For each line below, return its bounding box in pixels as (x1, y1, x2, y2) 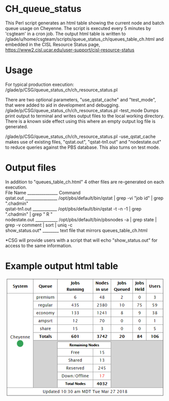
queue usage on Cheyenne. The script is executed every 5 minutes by (5, 25, 151, 31)
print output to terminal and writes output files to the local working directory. (5, 113, 164, 119)
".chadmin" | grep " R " (5, 211, 53, 217)
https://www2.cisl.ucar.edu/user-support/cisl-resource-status (5, 47, 135, 53)
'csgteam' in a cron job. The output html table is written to (5, 30, 126, 37)
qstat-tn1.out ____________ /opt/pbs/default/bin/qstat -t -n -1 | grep (5, 206, 142, 212)
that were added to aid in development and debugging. (5, 102, 120, 108)
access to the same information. (5, 242, 72, 249)
